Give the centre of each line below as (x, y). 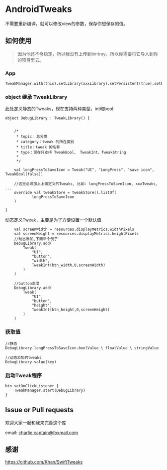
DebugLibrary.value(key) (31, 362)
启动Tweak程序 (24, 375)
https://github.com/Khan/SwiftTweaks (44, 462)
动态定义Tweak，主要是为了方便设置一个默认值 (53, 220)
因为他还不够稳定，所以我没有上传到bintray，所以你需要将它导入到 (85, 54)
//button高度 (27, 284)
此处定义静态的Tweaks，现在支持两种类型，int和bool (59, 109)
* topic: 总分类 (32, 137)
